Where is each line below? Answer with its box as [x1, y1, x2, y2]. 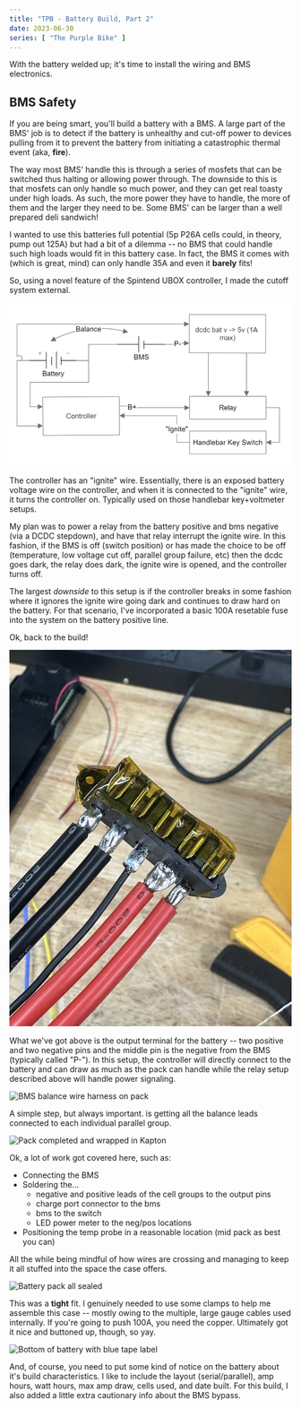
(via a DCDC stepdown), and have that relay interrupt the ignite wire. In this [9, 530, 287, 541]
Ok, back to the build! [9, 632, 89, 643]
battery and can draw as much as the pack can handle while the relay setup [9, 1063, 289, 1075]
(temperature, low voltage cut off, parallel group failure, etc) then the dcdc [9, 549, 284, 560]
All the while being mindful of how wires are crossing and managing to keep [9, 1253, 289, 1264]
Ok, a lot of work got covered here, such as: [9, 1152, 172, 1163]
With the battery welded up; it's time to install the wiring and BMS [9, 59, 251, 70]
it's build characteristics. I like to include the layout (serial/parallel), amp [9, 1370, 275, 1381]
